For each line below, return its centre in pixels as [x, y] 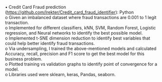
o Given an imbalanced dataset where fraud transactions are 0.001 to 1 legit [81, 17]
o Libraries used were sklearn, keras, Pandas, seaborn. [61, 74]
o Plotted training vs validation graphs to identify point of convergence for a [81, 64]
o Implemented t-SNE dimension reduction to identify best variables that [78, 38]
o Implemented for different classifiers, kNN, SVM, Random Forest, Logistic [81, 28]
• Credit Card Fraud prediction [36, 7]
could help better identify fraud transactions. [50, 43]
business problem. [24, 59]
